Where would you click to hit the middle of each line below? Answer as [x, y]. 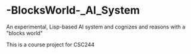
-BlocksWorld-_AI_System [73, 10]
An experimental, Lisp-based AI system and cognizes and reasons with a [96, 27]
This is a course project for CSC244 [50, 45]
